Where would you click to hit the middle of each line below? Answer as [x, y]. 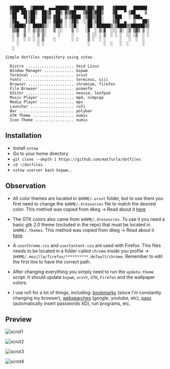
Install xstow [25, 148]
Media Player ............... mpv [46, 102]
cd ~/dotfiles [28, 165]
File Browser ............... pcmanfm [51, 89]
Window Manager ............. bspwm [49, 71]
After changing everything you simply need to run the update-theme [83, 272]
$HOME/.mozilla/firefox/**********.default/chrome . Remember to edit [88, 256]
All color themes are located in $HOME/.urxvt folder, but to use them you [88, 198]
